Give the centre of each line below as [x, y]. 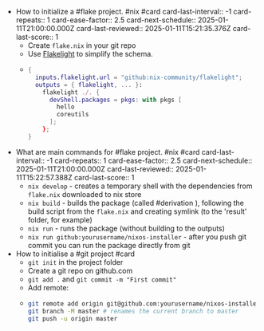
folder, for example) [60, 219]
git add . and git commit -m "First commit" [102, 279]
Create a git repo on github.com [80, 270]
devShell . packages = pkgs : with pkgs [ [115, 100]
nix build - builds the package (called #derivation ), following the [136, 203]
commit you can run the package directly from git [109, 245]
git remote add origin [65, 303]
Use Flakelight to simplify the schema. [90, 54]
